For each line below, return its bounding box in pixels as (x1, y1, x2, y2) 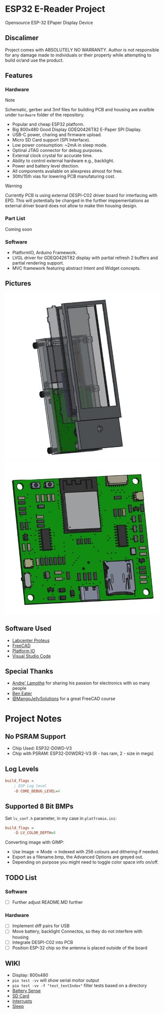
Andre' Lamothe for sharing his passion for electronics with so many (12, 680, 150, 686)
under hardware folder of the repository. (5, 112, 85, 118)
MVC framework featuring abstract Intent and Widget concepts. (12, 266, 141, 271)
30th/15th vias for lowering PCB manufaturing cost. (12, 173, 116, 179)
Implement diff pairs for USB (12, 923, 70, 929)
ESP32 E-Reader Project (5, 3, 105, 15)
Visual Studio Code (12, 653, 51, 659)
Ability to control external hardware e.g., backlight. (12, 158, 115, 164)
